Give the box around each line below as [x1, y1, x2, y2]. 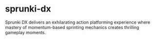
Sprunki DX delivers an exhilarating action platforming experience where [5, 19, 150, 25]
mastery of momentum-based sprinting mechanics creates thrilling [5, 24, 139, 30]
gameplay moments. [5, 29, 46, 35]
